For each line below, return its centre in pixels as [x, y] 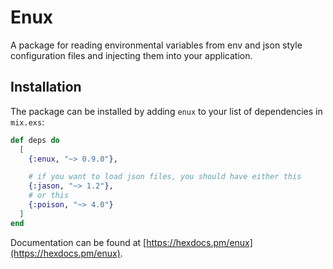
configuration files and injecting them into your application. [131, 55]
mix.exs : [27, 122]
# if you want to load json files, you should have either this [165, 177]
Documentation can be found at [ [78, 242]
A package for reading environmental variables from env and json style [156, 45]
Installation [46, 87]
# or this [49, 196]
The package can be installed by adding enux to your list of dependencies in [166, 111]
